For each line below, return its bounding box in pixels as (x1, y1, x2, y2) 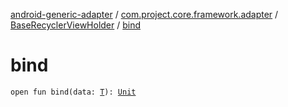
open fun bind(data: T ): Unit (10, 87, 137, 97)
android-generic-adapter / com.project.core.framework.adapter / (10, 9, 279, 20)
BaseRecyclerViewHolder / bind (10, 19, 142, 31)
